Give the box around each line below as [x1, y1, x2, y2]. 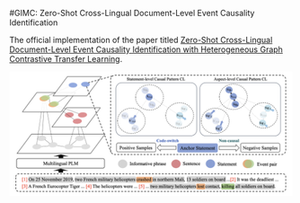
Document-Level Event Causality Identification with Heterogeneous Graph [9, 44, 283, 55]
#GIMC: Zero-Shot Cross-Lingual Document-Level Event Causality [9, 8, 255, 18]
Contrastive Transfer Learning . [9, 54, 123, 64]
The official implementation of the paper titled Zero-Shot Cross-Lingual [9, 35, 273, 45]
